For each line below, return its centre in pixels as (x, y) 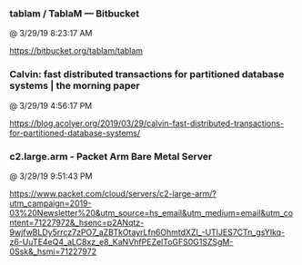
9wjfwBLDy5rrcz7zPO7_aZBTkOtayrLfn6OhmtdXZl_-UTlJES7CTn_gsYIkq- (147, 232)
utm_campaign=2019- (51, 203)
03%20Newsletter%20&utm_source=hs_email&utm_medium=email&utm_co (151, 212)
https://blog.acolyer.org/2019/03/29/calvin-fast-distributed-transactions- (147, 123)
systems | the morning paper (75, 86)
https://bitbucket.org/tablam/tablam (76, 51)
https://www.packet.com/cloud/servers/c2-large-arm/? (113, 193)
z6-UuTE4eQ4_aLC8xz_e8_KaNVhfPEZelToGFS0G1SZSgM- (121, 241)
